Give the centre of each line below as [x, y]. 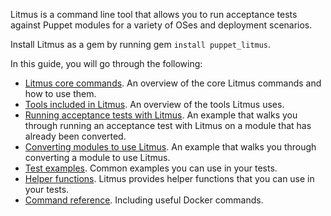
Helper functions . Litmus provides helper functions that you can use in [169, 178]
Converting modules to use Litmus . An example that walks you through [170, 147]
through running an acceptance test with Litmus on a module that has [168, 125]
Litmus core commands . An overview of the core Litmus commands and [173, 83]
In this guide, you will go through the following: [106, 63]
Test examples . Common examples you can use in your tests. [151, 168]
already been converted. [75, 136]
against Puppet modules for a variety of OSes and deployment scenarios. [161, 25]
